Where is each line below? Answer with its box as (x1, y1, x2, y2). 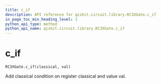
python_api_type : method (5, 21, 57, 27)
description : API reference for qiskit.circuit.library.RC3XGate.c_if (5, 12, 156, 17)
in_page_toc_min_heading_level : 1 (5, 17, 78, 22)
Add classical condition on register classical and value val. (5, 73, 126, 79)
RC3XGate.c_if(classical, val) (5, 64, 71, 69)
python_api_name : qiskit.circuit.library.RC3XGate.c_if (5, 26, 125, 31)
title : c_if (5, 7, 30, 13)
